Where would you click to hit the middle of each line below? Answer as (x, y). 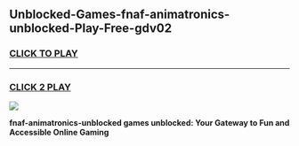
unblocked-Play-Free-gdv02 (90, 29)
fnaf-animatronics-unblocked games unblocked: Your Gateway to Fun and (149, 122)
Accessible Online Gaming (59, 132)
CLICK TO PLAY (44, 54)
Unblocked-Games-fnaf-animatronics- (120, 15)
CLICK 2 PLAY (40, 87)
